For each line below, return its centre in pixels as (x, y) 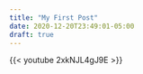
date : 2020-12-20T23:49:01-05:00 (72, 26)
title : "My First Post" (54, 18)
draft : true (31, 34)
